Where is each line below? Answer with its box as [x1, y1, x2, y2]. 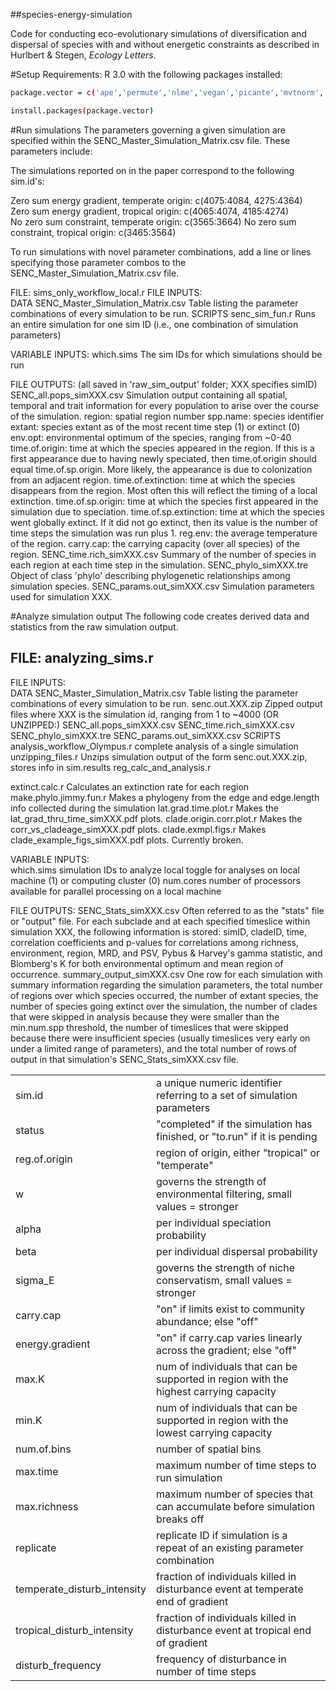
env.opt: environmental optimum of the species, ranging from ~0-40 [10, 431, 292, 443]
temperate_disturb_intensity [15, 1582, 147, 1596]
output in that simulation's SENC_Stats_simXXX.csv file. [10, 1053, 239, 1065]
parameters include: [10, 145, 93, 157]
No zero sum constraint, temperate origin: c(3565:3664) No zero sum [10, 215, 297, 228]
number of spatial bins [156, 1442, 262, 1456]
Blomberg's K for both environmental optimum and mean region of [10, 957, 284, 969]
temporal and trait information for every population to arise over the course [10, 399, 319, 411]
